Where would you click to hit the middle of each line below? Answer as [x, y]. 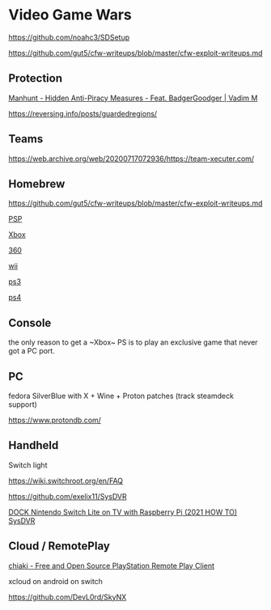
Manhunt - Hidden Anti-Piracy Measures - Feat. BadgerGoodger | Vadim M [133, 98]
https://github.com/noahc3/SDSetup [69, 37]
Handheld [34, 445]
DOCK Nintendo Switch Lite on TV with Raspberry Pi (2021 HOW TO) [123, 512]
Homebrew [37, 184]
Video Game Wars [70, 15]
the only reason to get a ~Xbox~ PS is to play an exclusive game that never [133, 342]
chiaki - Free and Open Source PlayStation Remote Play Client [112, 566]
